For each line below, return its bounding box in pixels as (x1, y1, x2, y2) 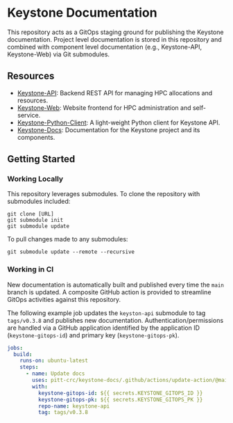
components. (17, 133, 55, 141)
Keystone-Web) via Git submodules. (7, 50, 110, 58)
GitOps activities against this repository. (7, 295, 121, 303)
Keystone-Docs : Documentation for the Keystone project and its (17, 125, 200, 134)
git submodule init (7, 217, 64, 224)
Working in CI (7, 264, 54, 274)
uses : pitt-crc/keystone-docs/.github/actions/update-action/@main (32, 377, 231, 384)
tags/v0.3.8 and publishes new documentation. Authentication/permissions (7, 316, 224, 324)
